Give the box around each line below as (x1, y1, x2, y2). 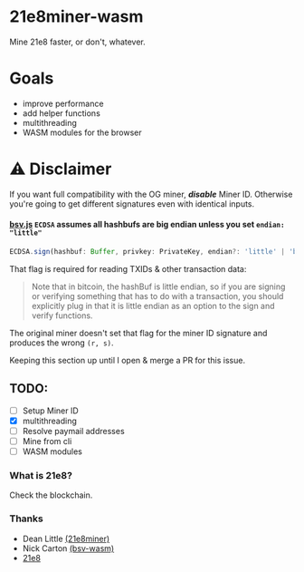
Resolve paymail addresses (22, 425, 125, 436)
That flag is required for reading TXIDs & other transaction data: (9, 263, 247, 274)
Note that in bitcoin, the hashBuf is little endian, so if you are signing (31, 281, 286, 292)
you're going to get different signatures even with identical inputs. (9, 198, 255, 209)
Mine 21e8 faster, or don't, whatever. (9, 36, 147, 47)
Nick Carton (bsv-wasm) (22, 542, 115, 554)
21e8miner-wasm (9, 6, 144, 27)
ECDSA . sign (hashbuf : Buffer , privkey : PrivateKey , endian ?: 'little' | (9, 247, 285, 257)
